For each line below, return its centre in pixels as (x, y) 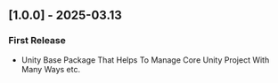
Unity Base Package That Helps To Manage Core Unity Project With (145, 60)
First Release (37, 41)
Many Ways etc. (51, 69)
